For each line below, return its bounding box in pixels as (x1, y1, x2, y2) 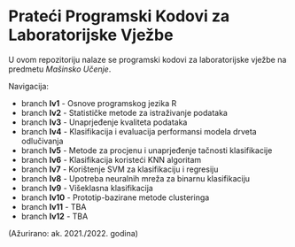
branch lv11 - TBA (20, 201, 87, 212)
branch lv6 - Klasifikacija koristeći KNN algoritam (20, 154, 202, 165)
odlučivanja (20, 135, 64, 146)
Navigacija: (8, 81, 50, 91)
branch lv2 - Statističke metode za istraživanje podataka (20, 107, 228, 118)
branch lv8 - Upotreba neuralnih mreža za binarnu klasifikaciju (20, 173, 250, 183)
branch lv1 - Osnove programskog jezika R (20, 97, 177, 108)
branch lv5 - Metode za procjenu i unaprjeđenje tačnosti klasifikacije (20, 144, 273, 156)
